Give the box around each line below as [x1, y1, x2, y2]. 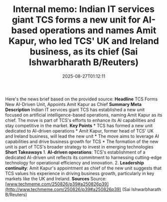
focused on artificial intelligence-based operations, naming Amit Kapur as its [5, 111, 163, 118]
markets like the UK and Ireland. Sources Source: [5, 175, 107, 181]
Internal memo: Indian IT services [13, 3, 155, 15]
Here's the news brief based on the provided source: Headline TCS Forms [5, 96, 158, 102]
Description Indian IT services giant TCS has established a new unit [5, 106, 145, 112]
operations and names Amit [39, 25, 157, 36]
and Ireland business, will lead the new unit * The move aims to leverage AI [5, 133, 160, 139]
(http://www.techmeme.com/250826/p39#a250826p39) [5, 186, 121, 192]
